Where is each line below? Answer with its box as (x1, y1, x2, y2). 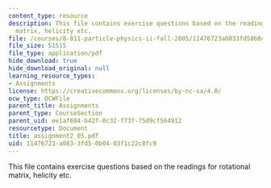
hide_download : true (8, 57, 78, 65)
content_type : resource (8, 11, 89, 20)
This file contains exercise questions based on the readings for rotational (8, 161, 251, 171)
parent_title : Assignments (8, 102, 99, 110)
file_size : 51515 (8, 42, 67, 50)
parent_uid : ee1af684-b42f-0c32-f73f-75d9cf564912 (8, 117, 182, 125)
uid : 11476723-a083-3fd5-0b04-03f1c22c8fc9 (8, 139, 157, 148)
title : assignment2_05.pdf (8, 132, 99, 140)
